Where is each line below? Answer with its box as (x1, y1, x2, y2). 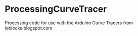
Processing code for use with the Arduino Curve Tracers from (5, 20, 133, 26)
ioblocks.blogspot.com (5, 25, 53, 31)
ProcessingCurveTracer (5, 3, 107, 15)
